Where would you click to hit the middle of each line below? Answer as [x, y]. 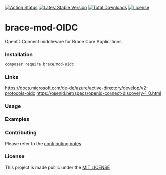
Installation [19, 54]
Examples [17, 119]
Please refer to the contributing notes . [44, 143]
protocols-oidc [20, 93]
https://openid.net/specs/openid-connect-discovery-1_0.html [99, 93]
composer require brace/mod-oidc [40, 64]
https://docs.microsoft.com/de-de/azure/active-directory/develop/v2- [77, 88]
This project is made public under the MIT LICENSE [57, 167]
